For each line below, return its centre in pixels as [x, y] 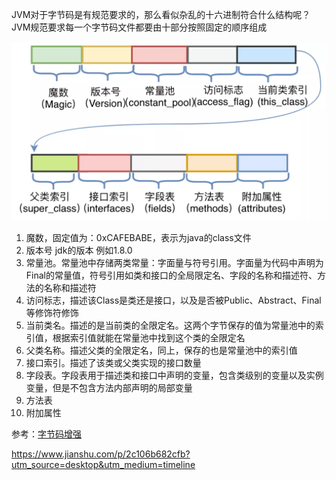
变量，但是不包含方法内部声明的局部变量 [109, 388]
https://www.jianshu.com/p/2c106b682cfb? [101, 454]
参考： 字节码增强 [46, 434]
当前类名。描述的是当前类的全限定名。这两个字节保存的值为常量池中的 [170, 325]
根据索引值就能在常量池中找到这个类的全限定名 [149, 338]
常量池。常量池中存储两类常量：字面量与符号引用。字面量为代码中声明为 [174, 263]
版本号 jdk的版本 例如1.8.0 [79, 250]
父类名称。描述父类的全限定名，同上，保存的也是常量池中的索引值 [161, 350]
